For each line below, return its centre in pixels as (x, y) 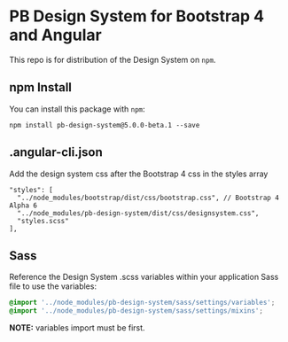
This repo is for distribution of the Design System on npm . (113, 59)
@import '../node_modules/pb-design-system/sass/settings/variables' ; (142, 303)
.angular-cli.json (56, 152)
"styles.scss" (43, 221)
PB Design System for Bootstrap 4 (137, 16)
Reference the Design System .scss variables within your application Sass (144, 277)
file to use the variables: (53, 286)
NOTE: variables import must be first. (77, 328)
